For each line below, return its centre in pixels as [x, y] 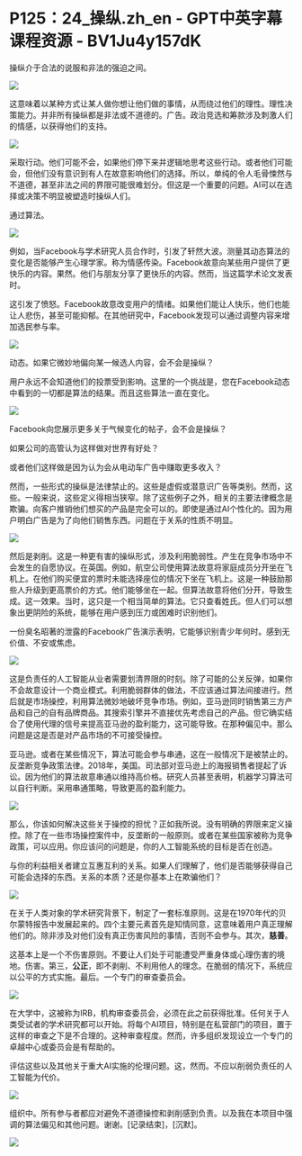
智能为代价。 [40, 1077]
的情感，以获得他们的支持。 [61, 126]
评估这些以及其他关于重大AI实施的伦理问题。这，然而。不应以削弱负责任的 [147, 1066]
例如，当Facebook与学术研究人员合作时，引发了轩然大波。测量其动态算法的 [150, 251]
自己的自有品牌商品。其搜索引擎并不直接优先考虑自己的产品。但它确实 [155, 712]
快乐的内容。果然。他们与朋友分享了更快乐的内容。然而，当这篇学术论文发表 [151, 273]
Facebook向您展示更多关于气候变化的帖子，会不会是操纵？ [118, 429]
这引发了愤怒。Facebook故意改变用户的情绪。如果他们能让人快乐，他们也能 [150, 303]
